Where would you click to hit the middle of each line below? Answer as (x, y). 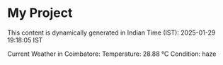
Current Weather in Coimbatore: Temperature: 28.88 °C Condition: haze (112, 54)
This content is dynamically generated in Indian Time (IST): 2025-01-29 (111, 32)
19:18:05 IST (25, 40)
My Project (40, 13)
